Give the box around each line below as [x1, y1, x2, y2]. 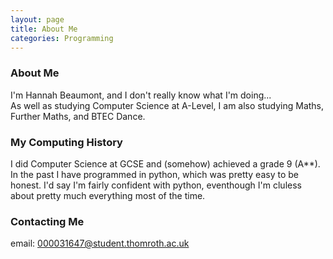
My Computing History [10, 135, 123, 149]
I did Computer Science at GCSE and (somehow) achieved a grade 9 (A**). [10, 157, 321, 170]
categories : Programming [10, 33, 114, 43]
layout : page [10, 14, 65, 25]
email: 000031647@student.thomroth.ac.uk [10, 237, 190, 250]
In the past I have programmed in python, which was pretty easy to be [10, 168, 299, 180]
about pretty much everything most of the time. [10, 189, 206, 201]
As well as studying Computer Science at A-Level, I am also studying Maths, [10, 99, 325, 111]
